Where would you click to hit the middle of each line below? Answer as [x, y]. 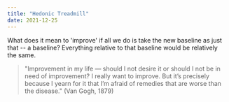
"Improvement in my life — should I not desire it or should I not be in [122, 68]
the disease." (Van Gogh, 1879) [69, 91]
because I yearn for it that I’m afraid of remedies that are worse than [123, 83]
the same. [22, 55]
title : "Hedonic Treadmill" [48, 14]
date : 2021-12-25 [33, 20]
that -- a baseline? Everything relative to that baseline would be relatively [113, 48]
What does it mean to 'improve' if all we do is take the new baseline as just [115, 40]
